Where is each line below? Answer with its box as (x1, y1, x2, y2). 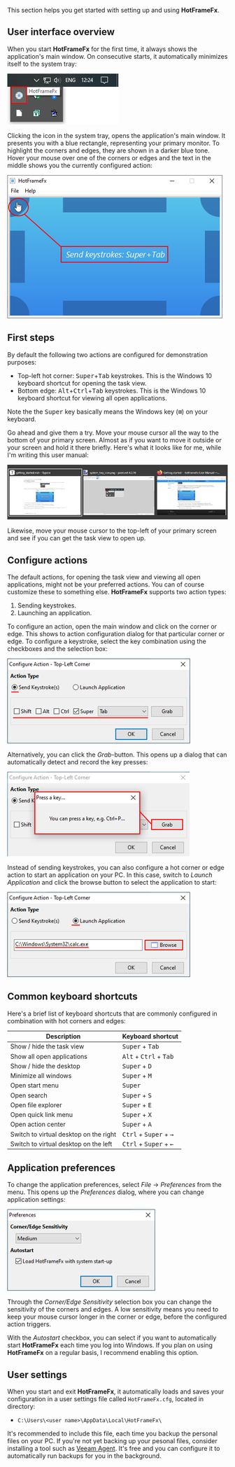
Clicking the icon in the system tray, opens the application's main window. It (7, 131, 226, 139)
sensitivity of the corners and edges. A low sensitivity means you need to (7, 1305, 219, 1314)
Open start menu (10, 1081, 59, 1090)
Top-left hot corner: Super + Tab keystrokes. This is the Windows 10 (17, 371, 212, 380)
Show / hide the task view (10, 1042, 85, 1051)
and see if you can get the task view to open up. (7, 534, 146, 542)
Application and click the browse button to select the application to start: (7, 878, 217, 886)
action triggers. (7, 1320, 51, 1328)
